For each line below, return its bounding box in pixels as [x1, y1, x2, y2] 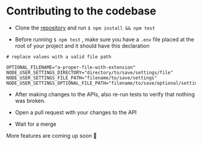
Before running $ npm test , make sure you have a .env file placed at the [14, 35, 194, 43]
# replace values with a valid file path [6, 54, 112, 60]
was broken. [14, 97, 46, 104]
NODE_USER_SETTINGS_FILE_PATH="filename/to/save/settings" [6, 75, 158, 81]
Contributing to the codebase [6, 4, 156, 18]
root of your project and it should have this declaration [14, 42, 150, 49]
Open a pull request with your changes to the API [14, 108, 137, 116]
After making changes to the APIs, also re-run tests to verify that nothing [14, 90, 195, 97]
